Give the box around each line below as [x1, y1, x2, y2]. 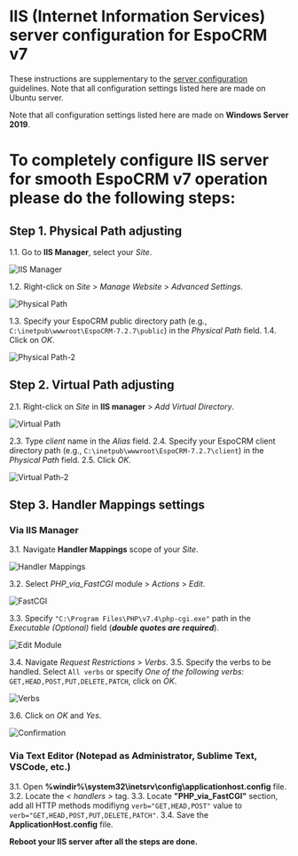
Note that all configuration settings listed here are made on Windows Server [9, 109, 289, 120]
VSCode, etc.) [9, 761, 71, 773]
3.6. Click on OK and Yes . [9, 710, 102, 721]
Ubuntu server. [9, 92, 64, 103]
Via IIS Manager [9, 524, 79, 537]
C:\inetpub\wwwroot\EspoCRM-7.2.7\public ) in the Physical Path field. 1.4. [9, 324, 277, 335]
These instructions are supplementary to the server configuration [9, 73, 248, 84]
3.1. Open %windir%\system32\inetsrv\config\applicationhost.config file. [9, 780, 286, 792]
